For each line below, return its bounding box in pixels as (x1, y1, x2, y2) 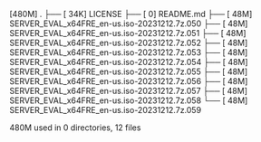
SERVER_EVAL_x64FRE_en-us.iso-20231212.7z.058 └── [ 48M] (9, 95, 248, 106)
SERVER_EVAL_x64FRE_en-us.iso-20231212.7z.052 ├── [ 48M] (9, 37, 248, 48)
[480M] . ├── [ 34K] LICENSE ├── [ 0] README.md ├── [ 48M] (9, 9, 253, 19)
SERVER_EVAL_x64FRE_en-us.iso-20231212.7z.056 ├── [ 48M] (9, 76, 248, 86)
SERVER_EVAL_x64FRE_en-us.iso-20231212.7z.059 (9, 105, 202, 115)
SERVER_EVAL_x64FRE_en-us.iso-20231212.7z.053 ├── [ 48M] (9, 47, 248, 58)
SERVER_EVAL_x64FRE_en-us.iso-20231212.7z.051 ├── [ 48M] (9, 28, 246, 38)
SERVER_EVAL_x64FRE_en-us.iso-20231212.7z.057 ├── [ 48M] (9, 86, 247, 96)
